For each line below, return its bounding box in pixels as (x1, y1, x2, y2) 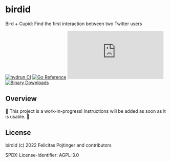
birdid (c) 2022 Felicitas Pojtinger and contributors (5, 142, 112, 148)
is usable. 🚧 (5, 113, 30, 119)
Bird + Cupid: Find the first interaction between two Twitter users (5, 21, 142, 27)
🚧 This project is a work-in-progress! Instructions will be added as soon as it (5, 108, 166, 114)
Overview (5, 94, 37, 103)
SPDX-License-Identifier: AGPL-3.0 (5, 152, 79, 158)
